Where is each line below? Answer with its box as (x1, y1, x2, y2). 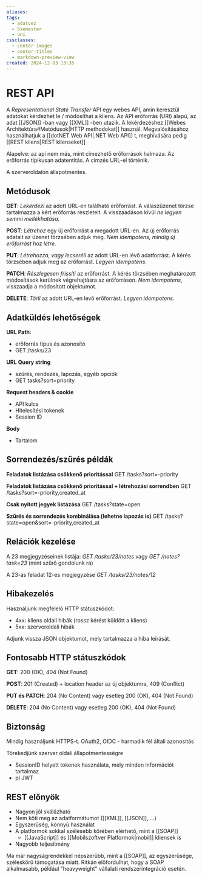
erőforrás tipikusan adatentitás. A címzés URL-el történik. (6, 156, 150, 164)
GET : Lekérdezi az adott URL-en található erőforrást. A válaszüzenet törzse (6, 202, 194, 210)
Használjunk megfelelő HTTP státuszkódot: (6, 605, 115, 612)
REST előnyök (6, 792, 60, 802)
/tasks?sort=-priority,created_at (6, 489, 86, 496)
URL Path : (6, 329, 32, 336)
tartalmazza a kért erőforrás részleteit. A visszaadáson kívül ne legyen (6, 209, 182, 216)
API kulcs (15, 400, 39, 408)
